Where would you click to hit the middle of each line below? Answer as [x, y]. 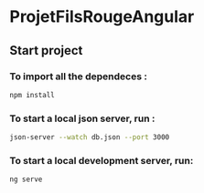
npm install [32, 95]
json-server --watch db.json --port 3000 [90, 137]
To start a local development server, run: [102, 160]
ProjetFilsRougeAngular [102, 17]
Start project [46, 51]
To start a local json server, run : [82, 118]
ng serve [26, 179]
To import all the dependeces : [79, 76]
